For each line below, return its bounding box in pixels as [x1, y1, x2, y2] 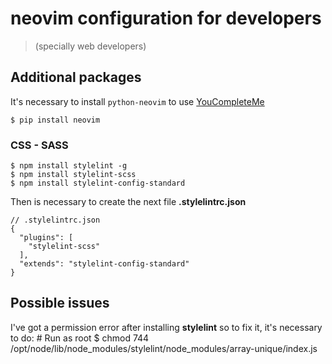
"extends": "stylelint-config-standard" [19, 259, 190, 269]
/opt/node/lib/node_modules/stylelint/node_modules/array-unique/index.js [10, 342, 318, 354]
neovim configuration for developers [10, 7, 322, 30]
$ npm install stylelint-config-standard [10, 178, 186, 189]
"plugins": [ [19, 233, 74, 243]
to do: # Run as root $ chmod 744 [10, 332, 150, 344]
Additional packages [10, 69, 142, 86]
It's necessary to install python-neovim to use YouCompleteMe [10, 95, 265, 107]
